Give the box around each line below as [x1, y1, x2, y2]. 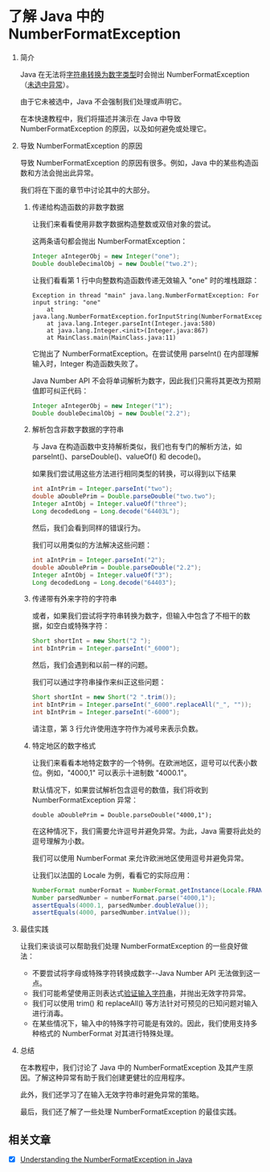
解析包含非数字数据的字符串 [31, 425, 125, 435]
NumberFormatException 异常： [31, 794, 139, 804]
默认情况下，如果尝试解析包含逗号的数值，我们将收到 [31, 785, 209, 794]
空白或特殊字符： [53, 621, 110, 631]
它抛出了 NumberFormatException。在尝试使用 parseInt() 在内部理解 [31, 349, 260, 358]
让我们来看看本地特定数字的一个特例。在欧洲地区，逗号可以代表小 [31, 758, 251, 767]
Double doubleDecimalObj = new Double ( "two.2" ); [31, 259, 198, 267]
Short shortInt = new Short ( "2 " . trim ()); [31, 693, 177, 701]
